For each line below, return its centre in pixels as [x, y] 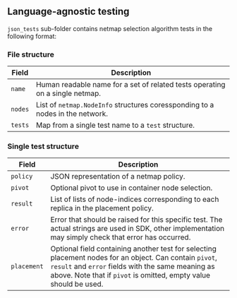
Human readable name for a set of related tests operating [130, 85]
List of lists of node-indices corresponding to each [135, 199]
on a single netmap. [68, 93]
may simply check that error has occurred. [121, 237]
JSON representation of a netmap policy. [118, 177]
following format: [32, 36]
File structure [31, 54]
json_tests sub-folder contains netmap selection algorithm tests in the [110, 28]
